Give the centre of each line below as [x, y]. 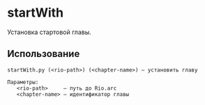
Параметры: [23, 82]
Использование [44, 54]
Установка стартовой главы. [50, 32]
